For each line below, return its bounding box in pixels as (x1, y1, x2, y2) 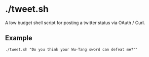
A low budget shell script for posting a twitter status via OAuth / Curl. (5, 20, 145, 26)
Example (5, 34, 33, 42)
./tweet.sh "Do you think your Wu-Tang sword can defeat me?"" (5, 47, 138, 52)
